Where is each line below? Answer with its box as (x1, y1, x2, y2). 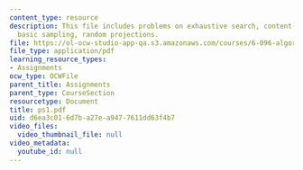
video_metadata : (9, 139, 70, 148)
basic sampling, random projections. (17, 30, 160, 39)
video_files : (9, 122, 59, 131)
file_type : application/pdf (9, 47, 115, 56)
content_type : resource (9, 13, 99, 22)
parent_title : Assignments (9, 80, 111, 89)
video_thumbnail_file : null (17, 130, 124, 139)
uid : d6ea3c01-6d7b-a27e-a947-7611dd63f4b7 (9, 113, 176, 122)
